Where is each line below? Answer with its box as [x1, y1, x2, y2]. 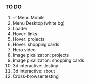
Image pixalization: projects [12, 52, 69, 58]
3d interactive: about [12, 68, 55, 74]
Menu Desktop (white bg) [12, 20, 65, 26]
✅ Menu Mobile [12, 15, 45, 21]
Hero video [12, 47, 36, 53]
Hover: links [12, 31, 38, 37]
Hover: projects [12, 36, 44, 42]
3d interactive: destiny [12, 63, 59, 69]
